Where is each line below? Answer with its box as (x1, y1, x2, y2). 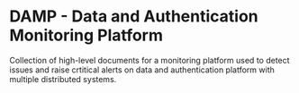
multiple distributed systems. (9, 73, 117, 84)
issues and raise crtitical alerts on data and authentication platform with (9, 64, 275, 75)
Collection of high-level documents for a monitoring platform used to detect (9, 55, 290, 65)
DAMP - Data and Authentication (9, 6, 258, 27)
